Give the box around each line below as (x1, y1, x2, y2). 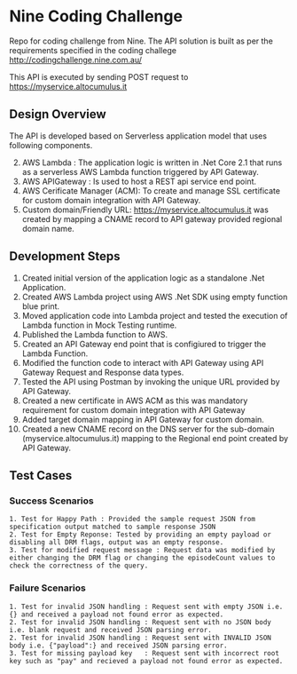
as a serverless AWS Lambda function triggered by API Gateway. (21, 166, 260, 177)
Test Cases (9, 468, 73, 483)
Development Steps (9, 249, 121, 264)
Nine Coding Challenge (9, 6, 184, 27)
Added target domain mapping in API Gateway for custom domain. (21, 414, 264, 424)
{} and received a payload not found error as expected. (9, 610, 224, 619)
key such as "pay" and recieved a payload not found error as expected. (9, 656, 284, 665)
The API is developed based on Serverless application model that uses (9, 131, 268, 141)
